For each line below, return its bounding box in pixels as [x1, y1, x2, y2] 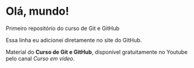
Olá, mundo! [6, 4, 70, 18]
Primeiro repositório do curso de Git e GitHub [6, 25, 120, 32]
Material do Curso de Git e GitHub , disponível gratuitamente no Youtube [6, 48, 188, 56]
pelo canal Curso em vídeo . [6, 55, 75, 62]
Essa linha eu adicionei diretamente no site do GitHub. [6, 36, 142, 43]
